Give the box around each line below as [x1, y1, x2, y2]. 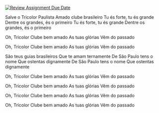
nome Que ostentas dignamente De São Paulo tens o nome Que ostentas [5, 59, 154, 64]
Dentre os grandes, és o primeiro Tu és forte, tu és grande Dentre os [5, 20, 145, 25]
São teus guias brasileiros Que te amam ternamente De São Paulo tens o [5, 53, 154, 59]
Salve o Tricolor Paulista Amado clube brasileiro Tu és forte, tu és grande [5, 14, 155, 20]
